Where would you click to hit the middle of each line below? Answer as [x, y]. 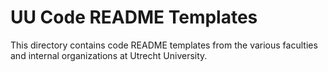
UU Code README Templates [134, 17]
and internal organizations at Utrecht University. [109, 55]
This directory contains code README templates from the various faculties [164, 45]
